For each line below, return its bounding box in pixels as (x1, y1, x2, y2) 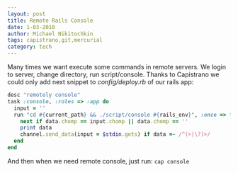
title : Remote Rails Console (7, 17, 93, 24)
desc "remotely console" (7, 91, 81, 98)
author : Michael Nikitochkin (7, 30, 93, 38)
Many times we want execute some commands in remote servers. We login (7, 63, 227, 71)
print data (20, 125, 52, 132)
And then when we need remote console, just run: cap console (7, 156, 190, 165)
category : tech (7, 43, 52, 50)
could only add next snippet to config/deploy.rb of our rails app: (7, 78, 194, 86)
